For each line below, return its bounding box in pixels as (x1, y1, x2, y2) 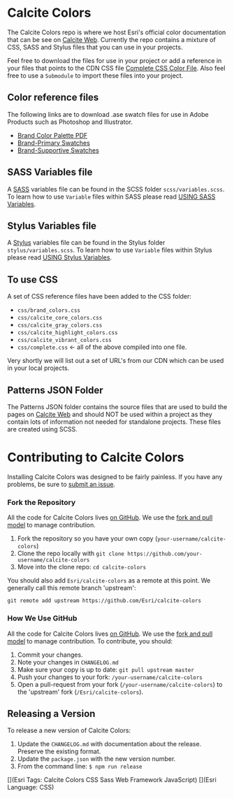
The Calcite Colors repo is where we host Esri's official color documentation (7, 28, 226, 36)
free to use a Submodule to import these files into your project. (7, 71, 184, 80)
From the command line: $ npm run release (17, 762, 142, 771)
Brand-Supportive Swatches (17, 145, 99, 155)
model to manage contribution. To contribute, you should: (7, 636, 173, 645)
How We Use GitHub (7, 613, 78, 623)
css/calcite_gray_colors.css (17, 322, 103, 329)
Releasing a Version (7, 708, 96, 720)
